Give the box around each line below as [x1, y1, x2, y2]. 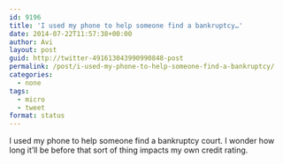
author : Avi [9, 37, 53, 47]
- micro [17, 94, 46, 104]
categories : [9, 71, 53, 79]
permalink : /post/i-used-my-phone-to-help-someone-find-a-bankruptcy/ [9, 63, 275, 71]
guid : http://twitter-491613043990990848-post [9, 54, 184, 63]
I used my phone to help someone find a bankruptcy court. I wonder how [9, 136, 275, 146]
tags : [9, 86, 29, 95]
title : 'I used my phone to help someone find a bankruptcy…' [9, 21, 243, 30]
